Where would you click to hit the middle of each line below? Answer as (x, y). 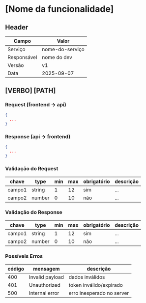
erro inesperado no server (99, 293)
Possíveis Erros (24, 256)
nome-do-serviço (63, 49)
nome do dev (57, 57)
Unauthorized (44, 285)
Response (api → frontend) (38, 137)
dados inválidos (87, 277)
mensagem (46, 269)
